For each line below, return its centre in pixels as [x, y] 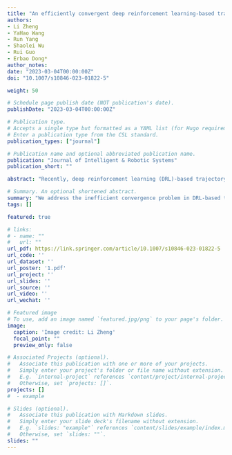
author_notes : [28, 65]
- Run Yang [23, 39]
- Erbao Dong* [28, 59]
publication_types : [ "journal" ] [54, 141]
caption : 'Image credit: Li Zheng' [65, 332]
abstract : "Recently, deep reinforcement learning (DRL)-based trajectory [117, 179]
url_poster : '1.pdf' [37, 268]
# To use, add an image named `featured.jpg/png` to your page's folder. [116, 319]
